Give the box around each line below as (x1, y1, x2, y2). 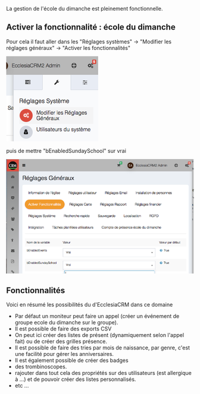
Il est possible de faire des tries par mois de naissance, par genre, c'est (14, 344, 190, 351)
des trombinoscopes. (14, 363, 67, 370)
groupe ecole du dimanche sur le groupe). (14, 319, 118, 326)
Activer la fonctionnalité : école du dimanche (6, 22, 176, 32)
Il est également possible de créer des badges (14, 357, 129, 364)
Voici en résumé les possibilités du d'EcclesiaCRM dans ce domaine (6, 301, 173, 308)
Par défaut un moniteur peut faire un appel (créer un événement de (14, 312, 180, 320)
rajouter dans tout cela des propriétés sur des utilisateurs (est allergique (14, 369, 192, 376)
